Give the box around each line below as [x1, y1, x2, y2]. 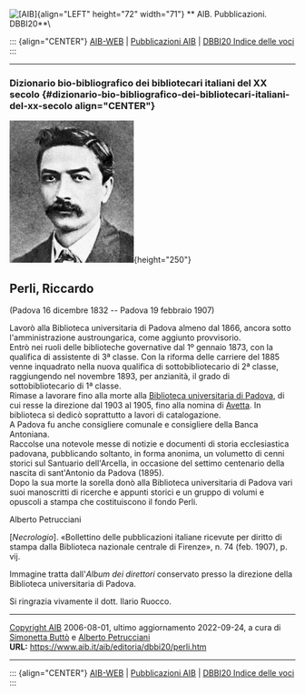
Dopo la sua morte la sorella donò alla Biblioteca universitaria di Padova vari [9, 478, 293, 489]
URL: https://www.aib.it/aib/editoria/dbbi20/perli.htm [9, 641, 207, 652]
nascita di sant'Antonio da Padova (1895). [9, 468, 165, 478]
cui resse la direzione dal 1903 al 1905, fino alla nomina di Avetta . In [9, 400, 261, 411]
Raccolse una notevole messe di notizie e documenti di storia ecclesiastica [9, 438, 290, 449]
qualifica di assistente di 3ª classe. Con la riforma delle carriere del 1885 [9, 351, 280, 363]
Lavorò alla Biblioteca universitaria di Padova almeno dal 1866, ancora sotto [9, 323, 292, 334]
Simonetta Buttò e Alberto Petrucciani [9, 632, 151, 643]
